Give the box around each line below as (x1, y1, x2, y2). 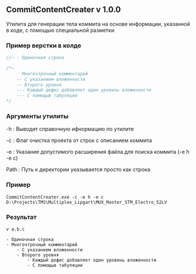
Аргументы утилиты (6, 112, 69, 120)
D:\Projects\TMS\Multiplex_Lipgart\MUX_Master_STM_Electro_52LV (6, 199, 167, 205)
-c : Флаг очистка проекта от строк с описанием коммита (6, 137, 152, 144)
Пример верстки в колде (6, 41, 81, 49)
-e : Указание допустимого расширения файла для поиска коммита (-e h (6, 148, 190, 156)
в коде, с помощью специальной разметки (6, 27, 115, 34)
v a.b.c (6, 226, 25, 232)
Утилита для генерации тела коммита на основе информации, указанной (6, 20, 190, 27)
